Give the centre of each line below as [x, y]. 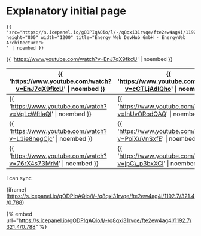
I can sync [19, 178]
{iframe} [16, 189]
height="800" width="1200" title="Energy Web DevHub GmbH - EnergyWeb [96, 37]
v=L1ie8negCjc [31, 138]
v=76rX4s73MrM [34, 163]
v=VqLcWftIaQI [31, 114]
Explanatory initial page [66, 11]
